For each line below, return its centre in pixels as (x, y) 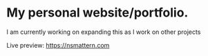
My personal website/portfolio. (97, 13)
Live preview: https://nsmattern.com (58, 45)
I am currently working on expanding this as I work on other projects (104, 32)
